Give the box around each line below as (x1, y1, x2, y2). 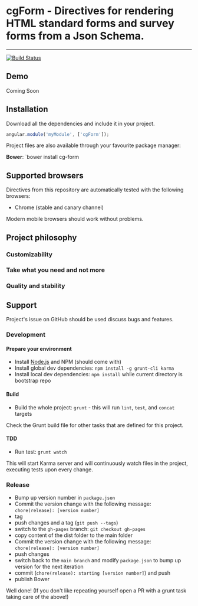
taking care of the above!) (6, 594, 69, 601)
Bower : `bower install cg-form (6, 154, 80, 161)
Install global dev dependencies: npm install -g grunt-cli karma (14, 364, 174, 372)
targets (14, 410, 32, 417)
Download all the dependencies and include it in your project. (6, 120, 155, 127)
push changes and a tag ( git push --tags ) (14, 519, 118, 526)
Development (6, 331, 46, 339)
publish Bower (14, 576, 50, 583)
